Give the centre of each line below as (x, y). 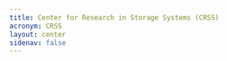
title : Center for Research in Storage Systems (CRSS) (114, 17)
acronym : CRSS (36, 26)
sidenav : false (38, 43)
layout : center (38, 34)
